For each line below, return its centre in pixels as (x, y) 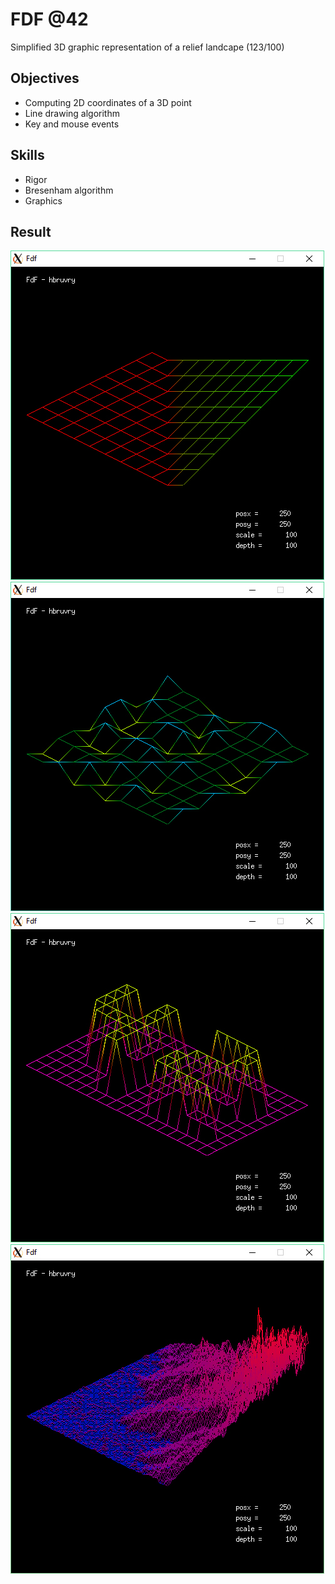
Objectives (45, 78)
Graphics (43, 200)
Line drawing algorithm (72, 113)
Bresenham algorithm (69, 190)
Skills (27, 155)
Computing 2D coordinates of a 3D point (108, 102)
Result (31, 231)
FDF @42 (49, 19)
